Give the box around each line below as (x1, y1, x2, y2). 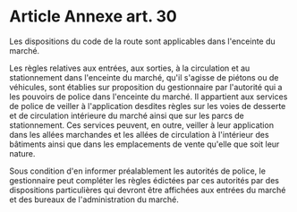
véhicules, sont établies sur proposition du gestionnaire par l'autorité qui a (9, 81, 283, 92)
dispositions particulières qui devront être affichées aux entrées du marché (9, 184, 286, 195)
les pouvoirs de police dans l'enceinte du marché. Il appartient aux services (9, 91, 288, 102)
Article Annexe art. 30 (9, 6, 177, 27)
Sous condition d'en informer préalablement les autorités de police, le (9, 165, 267, 176)
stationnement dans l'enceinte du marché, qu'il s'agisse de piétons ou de (9, 72, 279, 82)
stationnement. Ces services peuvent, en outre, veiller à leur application (9, 119, 275, 131)
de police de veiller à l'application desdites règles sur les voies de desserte (9, 100, 286, 111)
